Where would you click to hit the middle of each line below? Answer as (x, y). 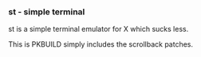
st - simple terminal (47, 12)
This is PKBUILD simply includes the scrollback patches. (101, 44)
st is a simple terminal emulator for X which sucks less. (99, 29)
